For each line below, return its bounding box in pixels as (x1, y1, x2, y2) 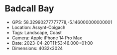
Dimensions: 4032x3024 (11, 45, 63, 51)
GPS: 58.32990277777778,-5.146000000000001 (11, 19, 113, 25)
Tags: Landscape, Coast (11, 29, 62, 35)
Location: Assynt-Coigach (11, 24, 66, 30)
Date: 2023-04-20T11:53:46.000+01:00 (11, 40, 93, 46)
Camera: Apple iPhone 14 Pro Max (11, 35, 83, 41)
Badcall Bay (4, 3, 54, 14)
